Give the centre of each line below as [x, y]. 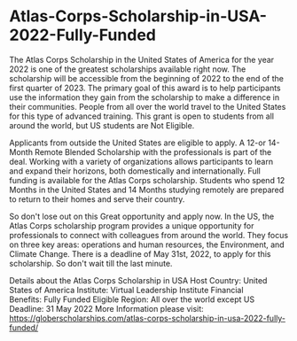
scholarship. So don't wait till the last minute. [91, 263]
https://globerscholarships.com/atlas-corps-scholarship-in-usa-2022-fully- [148, 318]
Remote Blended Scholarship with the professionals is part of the [153, 151]
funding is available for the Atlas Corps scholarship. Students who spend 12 [147, 180]
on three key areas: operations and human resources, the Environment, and [147, 244]
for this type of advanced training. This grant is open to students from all [142, 116]
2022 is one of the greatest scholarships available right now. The [128, 69]
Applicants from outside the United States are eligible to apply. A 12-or [137, 143]
